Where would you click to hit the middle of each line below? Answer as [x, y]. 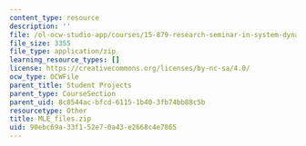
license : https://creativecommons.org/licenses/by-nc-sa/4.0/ [130, 69]
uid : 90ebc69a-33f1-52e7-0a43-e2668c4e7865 [93, 128]
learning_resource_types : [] [65, 60]
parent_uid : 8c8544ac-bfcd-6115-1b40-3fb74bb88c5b [107, 102]
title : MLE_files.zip [51, 119]
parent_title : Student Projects [71, 85]
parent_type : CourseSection [63, 93]
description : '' [40, 26]
